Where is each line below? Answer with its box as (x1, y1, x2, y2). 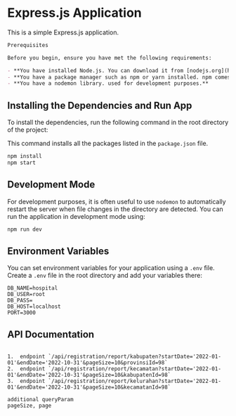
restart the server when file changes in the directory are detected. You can (7, 205, 223, 213)
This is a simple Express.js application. (7, 28, 119, 36)
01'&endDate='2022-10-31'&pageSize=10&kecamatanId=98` (7, 384, 171, 391)
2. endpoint (7, 365, 46, 373)
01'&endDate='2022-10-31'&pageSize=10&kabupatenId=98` (7, 372, 171, 379)
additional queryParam (7, 396, 74, 403)
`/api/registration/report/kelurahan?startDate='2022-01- (48, 377, 221, 385)
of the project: (7, 126, 48, 134)
